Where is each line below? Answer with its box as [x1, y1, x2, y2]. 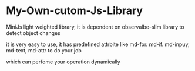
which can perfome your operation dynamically [6, 58, 120, 65]
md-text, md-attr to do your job [6, 47, 82, 54]
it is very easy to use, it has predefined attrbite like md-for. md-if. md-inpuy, [6, 41, 190, 48]
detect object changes [6, 29, 60, 36]
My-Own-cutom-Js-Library [6, 4, 143, 17]
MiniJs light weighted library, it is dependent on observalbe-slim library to [6, 23, 184, 30]
